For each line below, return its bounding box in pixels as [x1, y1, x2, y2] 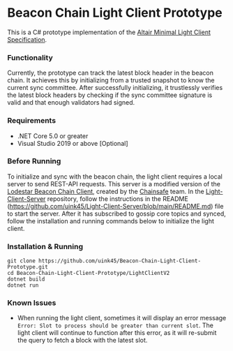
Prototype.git [7, 264, 49, 271]
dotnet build [7, 276, 45, 283]
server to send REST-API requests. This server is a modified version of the [7, 179, 221, 188]
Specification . [7, 35, 47, 43]
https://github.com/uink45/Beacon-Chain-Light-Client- [38, 257, 201, 264]
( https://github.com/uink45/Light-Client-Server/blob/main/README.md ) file [7, 202, 224, 210]
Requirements [7, 116, 57, 126]
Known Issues [7, 298, 57, 308]
